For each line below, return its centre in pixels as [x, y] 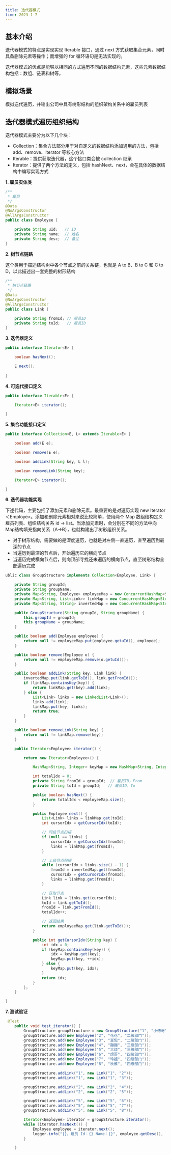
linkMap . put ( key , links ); [60, 707]
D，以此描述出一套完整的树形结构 [40, 271]
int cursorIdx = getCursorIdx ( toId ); [82, 823]
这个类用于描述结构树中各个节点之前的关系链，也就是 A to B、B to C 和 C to [84, 265]
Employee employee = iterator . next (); [74, 1129]
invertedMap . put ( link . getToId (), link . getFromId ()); [81, 678]
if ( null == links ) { [64, 837]
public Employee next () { [60, 814]
